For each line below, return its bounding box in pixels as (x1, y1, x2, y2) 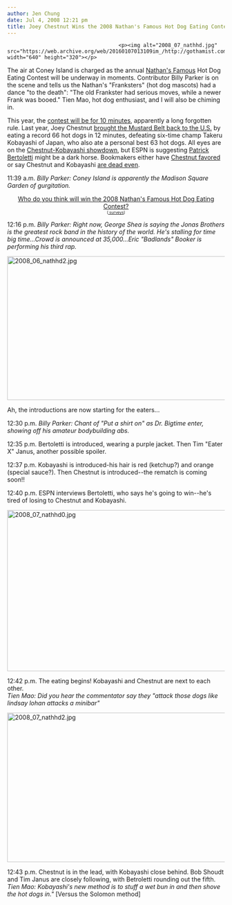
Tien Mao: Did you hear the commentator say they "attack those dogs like (7, 692, 218, 700)
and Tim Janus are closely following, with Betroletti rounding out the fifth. (7, 875, 216, 884)
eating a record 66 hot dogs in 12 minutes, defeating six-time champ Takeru (7, 131, 223, 139)
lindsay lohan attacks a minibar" (7, 699, 100, 708)
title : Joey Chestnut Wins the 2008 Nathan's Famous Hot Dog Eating (7, 23, 209, 30)
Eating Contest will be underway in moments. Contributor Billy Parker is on (7, 73, 219, 82)
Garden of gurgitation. (7, 182, 71, 190)
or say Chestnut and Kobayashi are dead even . (7, 161, 140, 169)
